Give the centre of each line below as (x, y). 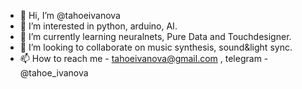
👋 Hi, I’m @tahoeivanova (70, 15)
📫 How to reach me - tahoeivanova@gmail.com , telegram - (144, 58)
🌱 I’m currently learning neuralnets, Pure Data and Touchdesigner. (155, 36)
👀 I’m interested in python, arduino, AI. (98, 26)
